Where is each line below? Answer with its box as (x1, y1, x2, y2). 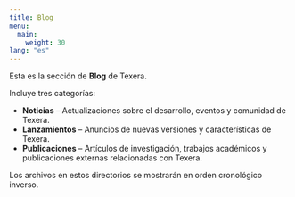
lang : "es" (9, 46, 50, 55)
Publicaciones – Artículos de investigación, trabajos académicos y (21, 144, 267, 154)
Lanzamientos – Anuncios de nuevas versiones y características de (21, 124, 272, 135)
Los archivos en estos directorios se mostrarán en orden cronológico (9, 170, 263, 181)
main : (17, 29, 38, 38)
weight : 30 (25, 37, 66, 47)
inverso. (9, 179, 39, 190)
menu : (9, 21, 29, 30)
